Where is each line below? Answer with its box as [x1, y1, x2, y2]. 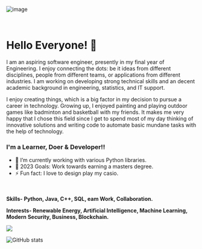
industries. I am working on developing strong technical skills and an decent [6, 77, 195, 84]
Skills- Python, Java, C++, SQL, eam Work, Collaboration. [6, 195, 153, 203]
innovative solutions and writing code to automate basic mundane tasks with [6, 121, 197, 128]
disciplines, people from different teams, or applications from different [6, 71, 181, 78]
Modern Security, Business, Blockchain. [6, 213, 109, 221]
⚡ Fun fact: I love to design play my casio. [14, 169, 119, 177]
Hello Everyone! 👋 [6, 39, 98, 52]
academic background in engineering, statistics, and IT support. [6, 84, 165, 91]
